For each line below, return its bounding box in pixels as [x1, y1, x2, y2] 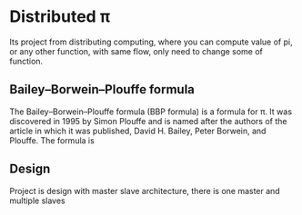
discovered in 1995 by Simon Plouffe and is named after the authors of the [9, 115, 287, 126]
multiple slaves [9, 195, 65, 206]
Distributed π [9, 6, 111, 27]
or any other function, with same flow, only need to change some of [9, 45, 264, 56]
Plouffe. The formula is [9, 134, 96, 146]
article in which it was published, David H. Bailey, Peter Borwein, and [9, 125, 267, 136]
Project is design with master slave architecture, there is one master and [9, 185, 280, 196]
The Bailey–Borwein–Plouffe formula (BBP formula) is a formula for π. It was [9, 106, 293, 117]
